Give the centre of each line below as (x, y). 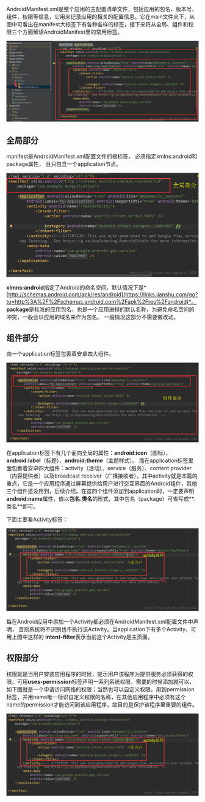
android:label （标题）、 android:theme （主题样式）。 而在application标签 (97, 460)
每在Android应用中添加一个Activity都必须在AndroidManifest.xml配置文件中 (100, 621)
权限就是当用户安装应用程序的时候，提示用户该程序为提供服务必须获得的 (97, 674)
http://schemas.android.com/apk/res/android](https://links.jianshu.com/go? (103, 294)
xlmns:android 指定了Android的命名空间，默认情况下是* (77, 287)
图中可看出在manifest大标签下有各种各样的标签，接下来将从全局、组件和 (97, 24)
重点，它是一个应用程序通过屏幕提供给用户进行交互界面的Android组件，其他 (102, 484)
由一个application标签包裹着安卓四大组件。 (60, 354)
